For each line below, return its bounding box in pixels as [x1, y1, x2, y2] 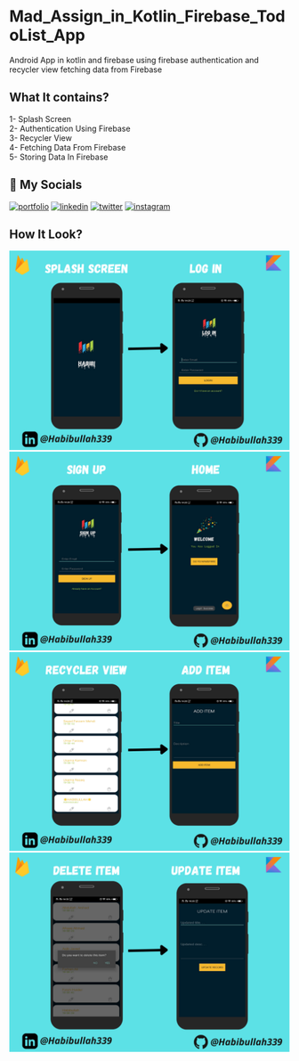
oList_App [9, 25, 86, 45]
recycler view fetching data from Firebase [9, 64, 163, 75]
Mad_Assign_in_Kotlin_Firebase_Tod [9, 6, 286, 27]
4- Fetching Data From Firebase [9, 142, 126, 152]
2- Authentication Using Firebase [9, 123, 131, 134]
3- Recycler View [9, 132, 73, 143]
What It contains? [9, 90, 109, 105]
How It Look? [9, 226, 83, 241]
